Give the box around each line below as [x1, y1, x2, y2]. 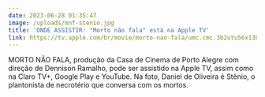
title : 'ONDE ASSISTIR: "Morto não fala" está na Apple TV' [8, 26, 211, 34]
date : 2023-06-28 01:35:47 [8, 11, 97, 20]
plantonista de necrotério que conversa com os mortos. [8, 80, 189, 90]
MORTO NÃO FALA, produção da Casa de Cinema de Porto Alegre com [8, 55, 239, 65]
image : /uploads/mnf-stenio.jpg [8, 19, 114, 27]
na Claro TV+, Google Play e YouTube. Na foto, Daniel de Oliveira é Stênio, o [8, 72, 256, 81]
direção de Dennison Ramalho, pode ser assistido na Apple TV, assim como [8, 64, 254, 73]
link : [8, 33, 26, 42]
